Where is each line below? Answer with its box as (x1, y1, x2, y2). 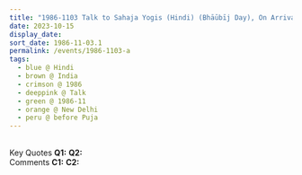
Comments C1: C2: (9, 157, 80, 168)
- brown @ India (17, 72, 78, 81)
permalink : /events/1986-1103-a (9, 47, 130, 56)
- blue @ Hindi (17, 64, 75, 73)
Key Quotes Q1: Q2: (9, 147, 83, 158)
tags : (9, 55, 30, 64)
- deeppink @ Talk (17, 88, 87, 97)
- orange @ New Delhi (17, 105, 99, 114)
